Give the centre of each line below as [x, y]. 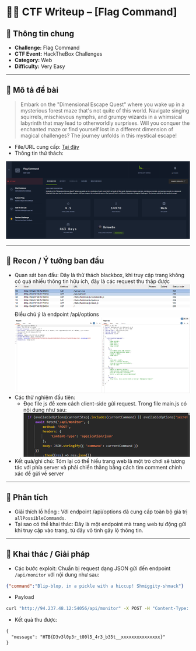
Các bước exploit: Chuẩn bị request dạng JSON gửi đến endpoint [92, 568]
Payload [24, 597]
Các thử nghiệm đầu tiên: [45, 397]
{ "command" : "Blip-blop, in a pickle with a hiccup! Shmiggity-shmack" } [95, 586]
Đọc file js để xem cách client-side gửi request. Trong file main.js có [105, 403]
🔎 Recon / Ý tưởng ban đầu [55, 261]
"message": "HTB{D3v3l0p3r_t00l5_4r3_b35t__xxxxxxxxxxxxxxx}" [88, 637]
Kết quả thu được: [36, 620]
